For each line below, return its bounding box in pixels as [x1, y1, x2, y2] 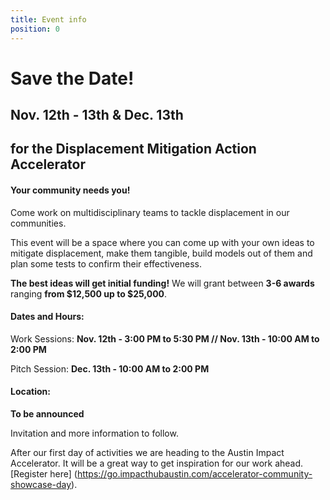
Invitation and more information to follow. [10, 427, 179, 440]
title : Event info [10, 14, 87, 25]
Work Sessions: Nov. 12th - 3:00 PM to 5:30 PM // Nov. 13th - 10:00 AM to [10, 332, 320, 345]
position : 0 [10, 24, 60, 34]
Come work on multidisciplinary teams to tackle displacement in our [10, 206, 290, 218]
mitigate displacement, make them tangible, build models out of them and [10, 247, 313, 259]
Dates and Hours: [10, 311, 85, 323]
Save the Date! [10, 67, 135, 90]
